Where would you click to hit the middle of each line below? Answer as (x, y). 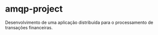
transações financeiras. (29, 27)
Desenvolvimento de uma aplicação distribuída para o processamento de (79, 22)
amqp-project (34, 9)
